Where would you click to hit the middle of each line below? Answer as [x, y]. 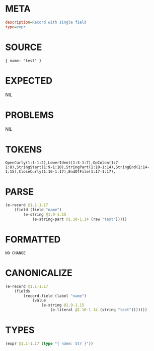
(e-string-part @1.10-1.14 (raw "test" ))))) [80, 219]
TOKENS [24, 149]
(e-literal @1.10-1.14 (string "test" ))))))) [99, 310]
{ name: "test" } [23, 61]
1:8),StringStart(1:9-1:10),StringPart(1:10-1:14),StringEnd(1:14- [78, 167]
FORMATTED [33, 240]
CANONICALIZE [39, 273]
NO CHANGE [16, 253]
